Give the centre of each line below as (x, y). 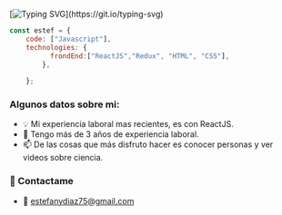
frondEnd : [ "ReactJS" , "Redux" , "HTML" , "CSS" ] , (140, 56)
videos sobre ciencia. (63, 158)
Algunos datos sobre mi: (65, 104)
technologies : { (57, 47)
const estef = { (40, 31)
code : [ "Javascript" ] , (69, 39)
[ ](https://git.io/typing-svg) (86, 14)
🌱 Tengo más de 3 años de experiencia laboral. (111, 134)
